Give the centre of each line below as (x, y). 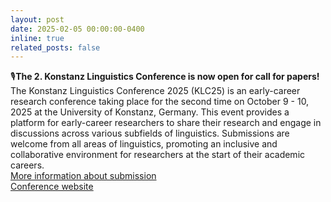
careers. (27, 165)
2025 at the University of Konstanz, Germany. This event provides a (150, 112)
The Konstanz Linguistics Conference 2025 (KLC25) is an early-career (155, 91)
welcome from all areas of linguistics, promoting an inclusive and (144, 144)
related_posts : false (55, 47)
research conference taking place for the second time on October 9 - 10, (160, 102)
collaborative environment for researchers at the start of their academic (158, 155)
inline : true (37, 38)
